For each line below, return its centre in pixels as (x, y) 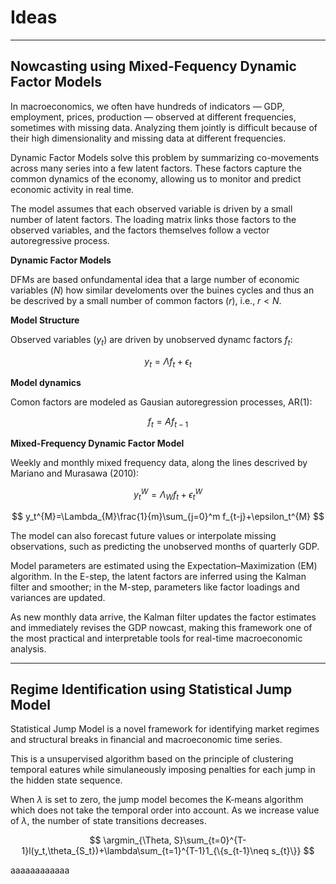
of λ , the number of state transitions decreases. (108, 821)
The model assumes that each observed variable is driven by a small (151, 208)
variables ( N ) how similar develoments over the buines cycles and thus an (162, 290)
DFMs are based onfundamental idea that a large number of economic (155, 279)
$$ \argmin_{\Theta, (130, 840)
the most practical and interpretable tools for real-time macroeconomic (156, 638)
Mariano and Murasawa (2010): (75, 473)
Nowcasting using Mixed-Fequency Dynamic (153, 66)
